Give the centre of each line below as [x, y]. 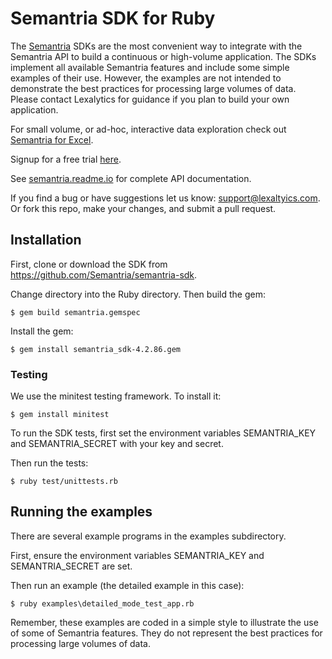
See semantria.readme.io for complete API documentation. [131, 178]
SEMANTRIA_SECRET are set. [71, 566]
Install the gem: [42, 331]
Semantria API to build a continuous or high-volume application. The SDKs [163, 56]
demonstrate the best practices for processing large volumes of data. [153, 88]
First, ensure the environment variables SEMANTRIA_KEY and [137, 555]
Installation [46, 240]
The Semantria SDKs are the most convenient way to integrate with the [156, 46]
